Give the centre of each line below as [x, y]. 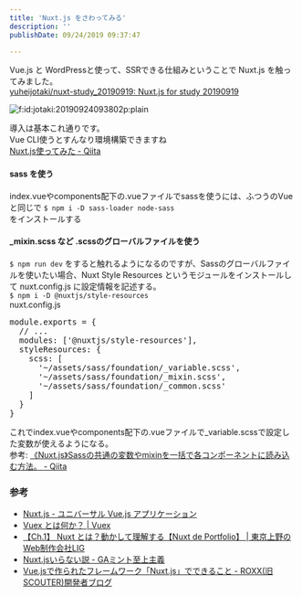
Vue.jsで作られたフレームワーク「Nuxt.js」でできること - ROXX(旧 [148, 571]
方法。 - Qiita [42, 466]
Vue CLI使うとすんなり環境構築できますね [88, 140]
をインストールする [46, 218]
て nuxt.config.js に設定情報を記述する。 [85, 286]
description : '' [40, 27]
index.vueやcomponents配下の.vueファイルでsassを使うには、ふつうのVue [151, 196]
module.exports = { [53, 322]
